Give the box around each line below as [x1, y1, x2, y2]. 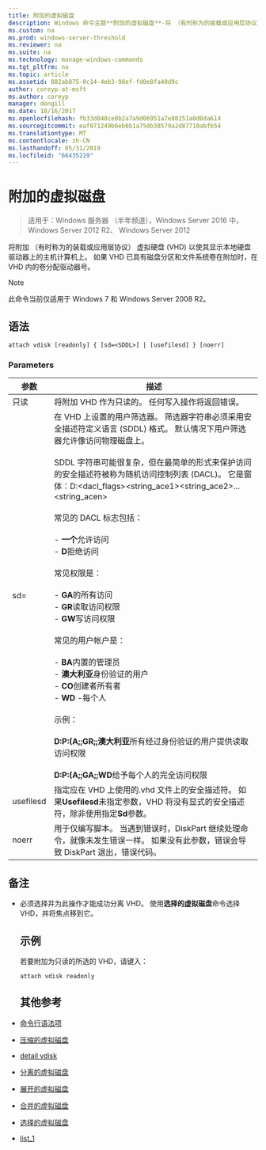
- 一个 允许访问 [54, 534, 109, 545]
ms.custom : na [8, 26, 55, 34]
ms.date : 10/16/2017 [8, 108, 77, 116]
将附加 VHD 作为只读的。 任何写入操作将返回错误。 [54, 397, 244, 408]
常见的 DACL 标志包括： [54, 512, 143, 523]
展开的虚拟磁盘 [19, 1084, 69, 1093]
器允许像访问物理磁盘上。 [54, 435, 150, 446]
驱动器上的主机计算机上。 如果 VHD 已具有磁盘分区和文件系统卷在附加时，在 [8, 252, 258, 262]
